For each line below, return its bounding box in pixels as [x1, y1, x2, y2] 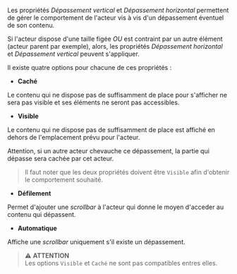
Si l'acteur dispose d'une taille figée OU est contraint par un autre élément [7, 35, 224, 43]
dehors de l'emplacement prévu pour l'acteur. [7, 133, 140, 141]
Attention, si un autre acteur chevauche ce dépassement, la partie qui [7, 147, 210, 155]
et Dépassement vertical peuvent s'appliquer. [7, 49, 140, 58]
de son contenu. [7, 21, 55, 29]
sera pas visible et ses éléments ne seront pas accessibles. [7, 98, 180, 107]
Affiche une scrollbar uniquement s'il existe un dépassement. [7, 238, 186, 246]
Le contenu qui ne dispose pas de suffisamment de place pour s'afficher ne [7, 91, 228, 99]
